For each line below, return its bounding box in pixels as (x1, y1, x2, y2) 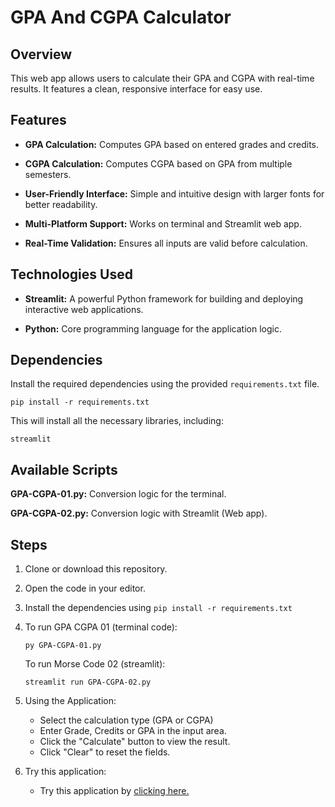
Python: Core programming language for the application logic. (24, 322, 282, 335)
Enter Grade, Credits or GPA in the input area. (39, 725, 227, 737)
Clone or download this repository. (24, 563, 168, 575)
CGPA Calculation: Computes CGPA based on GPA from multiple (24, 157, 293, 170)
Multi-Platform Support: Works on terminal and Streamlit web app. (24, 217, 302, 230)
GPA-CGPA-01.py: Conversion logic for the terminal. (10, 488, 227, 500)
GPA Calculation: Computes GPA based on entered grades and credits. (24, 138, 320, 150)
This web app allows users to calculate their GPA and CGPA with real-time (10, 72, 315, 84)
